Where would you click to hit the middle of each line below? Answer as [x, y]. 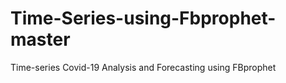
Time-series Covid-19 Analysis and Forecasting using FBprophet [143, 67]
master [40, 39]
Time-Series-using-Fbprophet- [143, 18]
